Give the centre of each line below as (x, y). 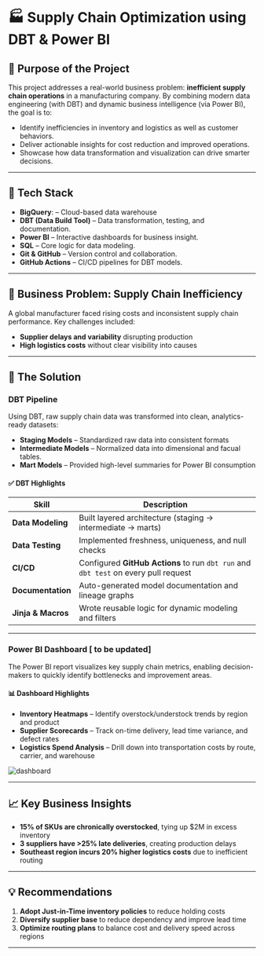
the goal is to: (30, 112)
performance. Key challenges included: (72, 321)
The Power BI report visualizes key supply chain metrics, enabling (115, 666)
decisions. (36, 161)
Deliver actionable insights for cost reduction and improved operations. (134, 144)
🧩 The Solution (45, 377)
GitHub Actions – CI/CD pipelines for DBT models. (101, 262)
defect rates (39, 739)
